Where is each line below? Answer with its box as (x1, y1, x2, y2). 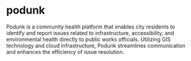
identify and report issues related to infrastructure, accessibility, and (6, 29, 174, 36)
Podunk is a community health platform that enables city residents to (6, 23, 175, 30)
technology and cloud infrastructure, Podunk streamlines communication (6, 42, 186, 49)
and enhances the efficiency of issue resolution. (6, 48, 125, 55)
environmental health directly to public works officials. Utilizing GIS (6, 36, 171, 43)
